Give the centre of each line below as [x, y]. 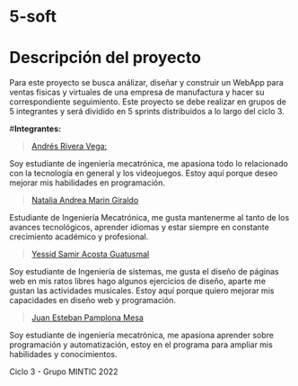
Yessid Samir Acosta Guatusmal [90, 255]
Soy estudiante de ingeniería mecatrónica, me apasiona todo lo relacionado [149, 164]
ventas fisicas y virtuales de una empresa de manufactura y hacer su [137, 93]
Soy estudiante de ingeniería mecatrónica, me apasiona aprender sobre [141, 336]
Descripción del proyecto [105, 58]
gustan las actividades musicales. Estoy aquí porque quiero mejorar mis [142, 291]
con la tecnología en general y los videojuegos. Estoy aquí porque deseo [144, 174]
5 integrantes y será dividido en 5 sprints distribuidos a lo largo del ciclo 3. [147, 112]
